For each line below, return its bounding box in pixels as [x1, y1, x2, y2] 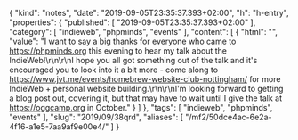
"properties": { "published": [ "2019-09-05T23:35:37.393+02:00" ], [9, 17, 256, 28]
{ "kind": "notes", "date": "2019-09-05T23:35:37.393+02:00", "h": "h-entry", [9, 8, 289, 18]
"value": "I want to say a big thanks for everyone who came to [9, 36, 237, 46]
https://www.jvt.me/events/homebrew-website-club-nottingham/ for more [9, 74, 281, 84]
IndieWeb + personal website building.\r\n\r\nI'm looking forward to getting [9, 84, 284, 94]
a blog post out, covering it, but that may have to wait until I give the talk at [9, 93, 283, 103]
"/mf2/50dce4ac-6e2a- [185, 111, 272, 122]
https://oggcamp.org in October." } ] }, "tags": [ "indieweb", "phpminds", [9, 103, 273, 112]
